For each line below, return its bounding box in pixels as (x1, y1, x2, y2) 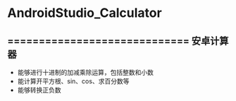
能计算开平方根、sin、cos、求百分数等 (17, 77, 130, 85)
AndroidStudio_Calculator (7, 5, 162, 21)
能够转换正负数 (17, 86, 61, 94)
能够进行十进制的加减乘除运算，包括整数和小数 (17, 69, 154, 76)
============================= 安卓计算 (7, 35, 229, 47)
